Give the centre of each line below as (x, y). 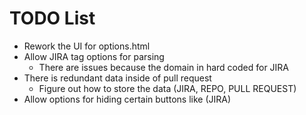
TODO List (52, 18)
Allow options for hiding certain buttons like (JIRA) (127, 99)
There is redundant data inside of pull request (117, 78)
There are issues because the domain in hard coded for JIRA (164, 67)
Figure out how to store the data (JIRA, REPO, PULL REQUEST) (167, 88)
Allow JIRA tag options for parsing (94, 56)
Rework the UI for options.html (87, 46)
